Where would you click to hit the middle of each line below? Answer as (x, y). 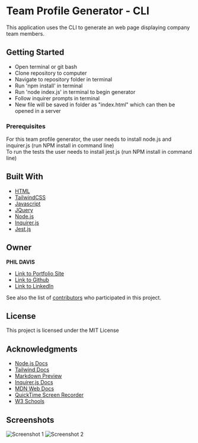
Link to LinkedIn (34, 286)
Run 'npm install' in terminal (49, 86)
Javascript (28, 204)
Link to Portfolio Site (39, 273)
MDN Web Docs (34, 389)
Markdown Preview (38, 376)
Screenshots (30, 420)
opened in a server (38, 110)
